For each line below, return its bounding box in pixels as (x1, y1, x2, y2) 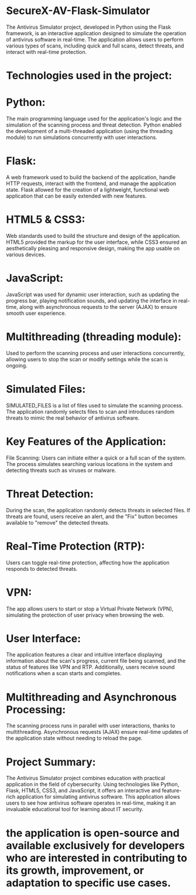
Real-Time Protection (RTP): (6, 539, 145, 553)
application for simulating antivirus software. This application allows (16, 793, 180, 801)
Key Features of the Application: (6, 435, 167, 448)
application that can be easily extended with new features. (6, 192, 147, 199)
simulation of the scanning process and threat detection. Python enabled (6, 121, 182, 128)
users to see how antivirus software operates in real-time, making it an (6, 799, 176, 806)
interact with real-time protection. (6, 48, 87, 55)
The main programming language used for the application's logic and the (6, 115, 182, 122)
